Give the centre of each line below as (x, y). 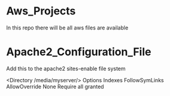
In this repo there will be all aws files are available (67, 28)
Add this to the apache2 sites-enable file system (66, 68)
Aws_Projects (41, 11)
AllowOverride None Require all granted (55, 86)
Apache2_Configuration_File (79, 52)
